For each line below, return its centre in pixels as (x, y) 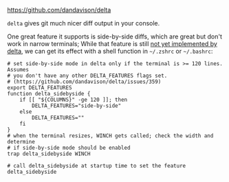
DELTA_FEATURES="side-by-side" (77, 106)
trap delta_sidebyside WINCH (49, 154)
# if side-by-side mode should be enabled (69, 148)
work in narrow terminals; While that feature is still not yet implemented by (112, 44)
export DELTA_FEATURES (40, 88)
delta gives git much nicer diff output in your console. (84, 23)
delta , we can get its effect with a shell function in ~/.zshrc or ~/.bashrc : (110, 51)
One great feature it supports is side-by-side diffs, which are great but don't (115, 36)
